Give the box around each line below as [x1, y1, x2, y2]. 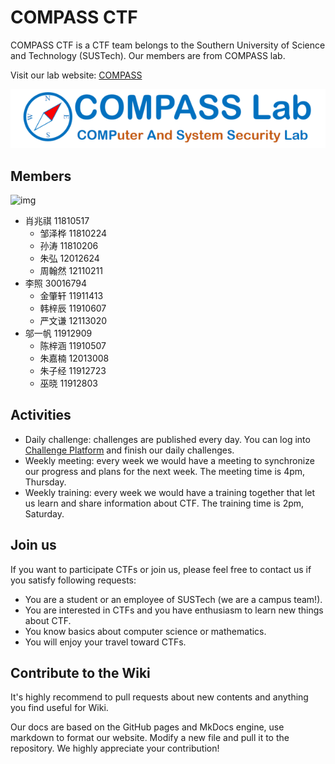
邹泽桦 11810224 [39, 227, 108, 240]
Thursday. [24, 476, 67, 488]
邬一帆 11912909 [24, 327, 93, 340]
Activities [10, 407, 72, 424]
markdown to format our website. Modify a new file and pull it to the [10, 732, 290, 744]
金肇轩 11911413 [39, 290, 104, 302]
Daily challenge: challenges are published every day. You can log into [24, 433, 311, 445]
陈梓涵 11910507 [39, 340, 107, 352]
